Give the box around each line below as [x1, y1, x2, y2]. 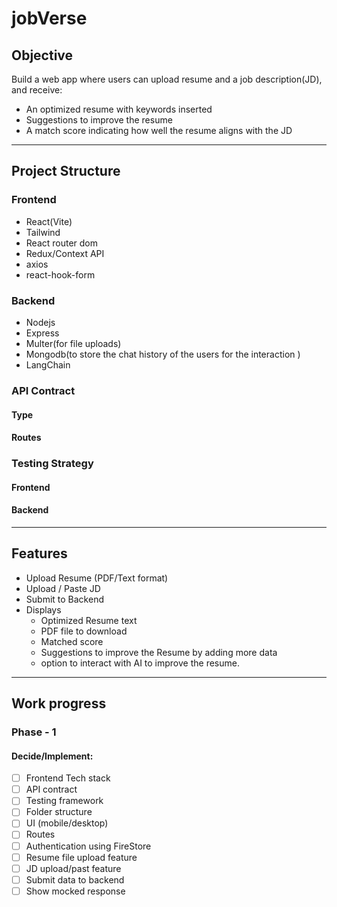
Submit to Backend [25, 593, 104, 605]
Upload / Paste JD [25, 582, 101, 594]
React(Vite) [25, 215, 73, 227]
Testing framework [25, 795, 104, 807]
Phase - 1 [11, 725, 57, 739]
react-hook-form [25, 268, 96, 281]
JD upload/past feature [25, 862, 122, 874]
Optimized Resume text [40, 614, 138, 626]
